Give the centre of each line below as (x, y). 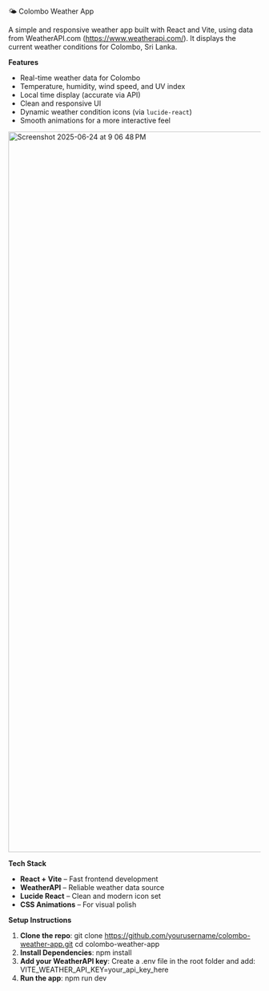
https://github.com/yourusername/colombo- (177, 935)
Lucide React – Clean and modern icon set (90, 896)
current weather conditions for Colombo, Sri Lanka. (93, 47)
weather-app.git (46, 944)
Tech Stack (27, 863)
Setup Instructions (40, 920)
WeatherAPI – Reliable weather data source (92, 887)
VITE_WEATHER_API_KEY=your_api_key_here (94, 969)
